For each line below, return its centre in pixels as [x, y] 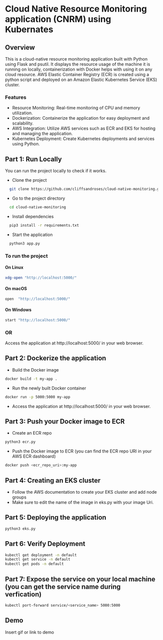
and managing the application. [42, 134]
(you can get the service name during [63, 586]
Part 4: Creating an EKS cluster [53, 480]
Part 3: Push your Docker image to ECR [65, 422]
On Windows [18, 310]
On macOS [16, 289]
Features [16, 97]
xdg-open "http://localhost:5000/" [41, 278]
